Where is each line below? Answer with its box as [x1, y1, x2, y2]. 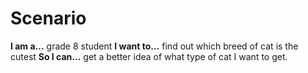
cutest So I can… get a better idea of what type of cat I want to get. [10, 50, 288, 62]
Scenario [10, 7, 87, 30]
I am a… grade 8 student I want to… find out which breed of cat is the [10, 40, 299, 52]
